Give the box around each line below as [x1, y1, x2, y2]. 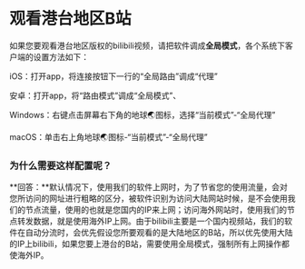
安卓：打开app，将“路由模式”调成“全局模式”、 [9, 90, 182, 101]
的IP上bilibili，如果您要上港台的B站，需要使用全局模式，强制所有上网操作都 [9, 238, 290, 250]
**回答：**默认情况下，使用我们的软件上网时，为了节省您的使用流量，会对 [9, 182, 289, 193]
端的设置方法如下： [16, 51, 89, 62]
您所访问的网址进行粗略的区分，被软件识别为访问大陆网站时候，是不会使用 [9, 193, 288, 204]
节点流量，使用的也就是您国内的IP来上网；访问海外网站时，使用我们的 [25, 204, 288, 215]
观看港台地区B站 [9, 8, 132, 29]
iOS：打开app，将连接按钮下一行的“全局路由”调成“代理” [9, 70, 218, 82]
